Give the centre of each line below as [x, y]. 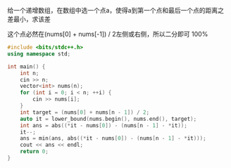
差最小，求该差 [29, 19]
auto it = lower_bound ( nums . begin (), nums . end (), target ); [108, 119]
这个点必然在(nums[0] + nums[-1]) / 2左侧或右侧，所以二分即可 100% [108, 34]
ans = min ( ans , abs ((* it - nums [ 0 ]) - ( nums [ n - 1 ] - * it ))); [113, 138]
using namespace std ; [39, 54]
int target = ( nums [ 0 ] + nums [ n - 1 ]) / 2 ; [85, 112]
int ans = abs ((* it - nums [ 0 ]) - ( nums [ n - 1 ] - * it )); [104, 125]
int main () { [26, 66]
